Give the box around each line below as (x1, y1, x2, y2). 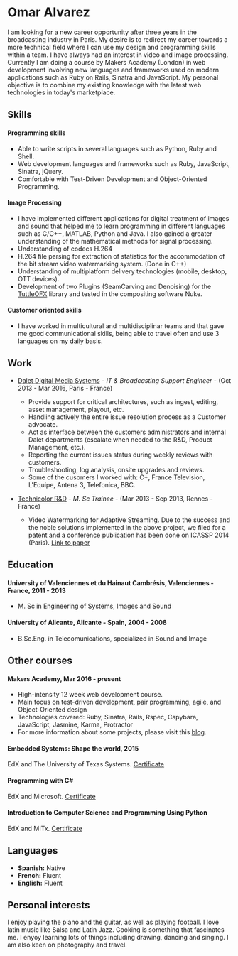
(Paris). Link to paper (28, 538, 90, 547)
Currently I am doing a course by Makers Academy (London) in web (7, 58, 206, 66)
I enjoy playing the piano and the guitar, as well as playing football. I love (7, 918, 219, 927)
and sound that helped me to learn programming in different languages (17, 222, 225, 230)
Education (7, 559, 54, 571)
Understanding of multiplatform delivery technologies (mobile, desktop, (17, 267, 227, 276)
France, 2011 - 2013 (7, 586, 66, 594)
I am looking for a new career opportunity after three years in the (7, 28, 198, 36)
